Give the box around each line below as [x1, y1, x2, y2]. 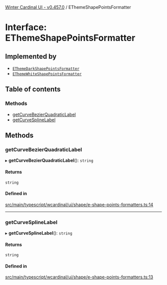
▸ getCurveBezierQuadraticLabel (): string [5, 157, 93, 164]
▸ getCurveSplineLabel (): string [5, 230, 73, 236]
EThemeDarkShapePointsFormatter [12, 66, 80, 71]
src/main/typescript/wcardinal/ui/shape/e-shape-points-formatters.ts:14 [5, 202, 154, 208]
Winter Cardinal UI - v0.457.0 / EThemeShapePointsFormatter [5, 4, 131, 10]
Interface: [5, 22, 47, 33]
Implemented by [5, 52, 57, 60]
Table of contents [5, 85, 61, 94]
